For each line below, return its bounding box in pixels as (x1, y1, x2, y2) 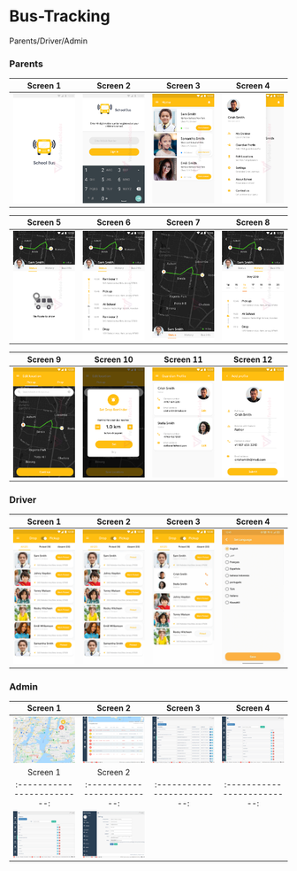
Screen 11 (163, 354, 203, 365)
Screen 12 (232, 354, 273, 365)
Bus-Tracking (9, 6, 110, 27)
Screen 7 (166, 217, 201, 227)
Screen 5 (27, 217, 62, 227)
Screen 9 (27, 354, 62, 365)
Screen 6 (96, 217, 131, 227)
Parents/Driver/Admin (9, 35, 88, 46)
